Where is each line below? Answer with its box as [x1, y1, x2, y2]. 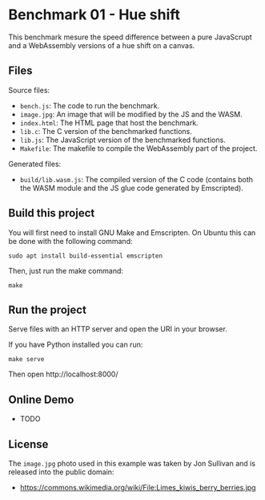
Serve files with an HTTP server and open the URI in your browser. [8, 324, 228, 334]
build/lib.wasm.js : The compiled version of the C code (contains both [19, 174, 254, 184]
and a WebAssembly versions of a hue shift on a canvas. [8, 40, 195, 50]
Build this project [8, 206, 95, 220]
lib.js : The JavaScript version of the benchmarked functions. [19, 135, 226, 144]
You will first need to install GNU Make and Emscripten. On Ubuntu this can [8, 227, 256, 238]
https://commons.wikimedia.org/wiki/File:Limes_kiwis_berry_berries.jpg [19, 483, 256, 492]
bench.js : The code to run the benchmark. [19, 100, 160, 110]
